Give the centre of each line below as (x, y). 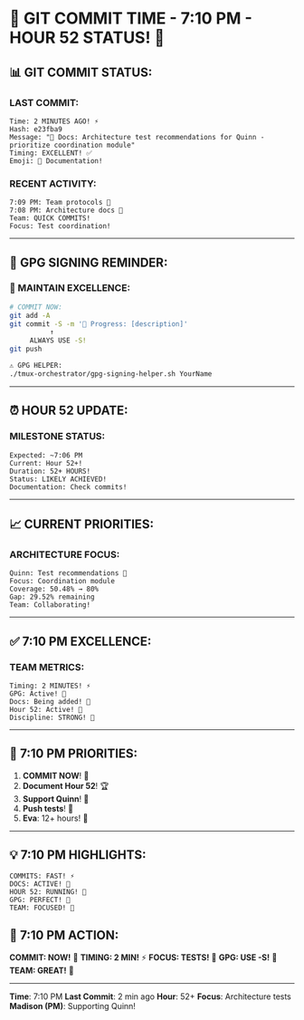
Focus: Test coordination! (60, 226)
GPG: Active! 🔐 (38, 693)
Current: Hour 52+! (46, 463)
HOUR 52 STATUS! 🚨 (87, 38)
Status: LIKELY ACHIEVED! (58, 479)
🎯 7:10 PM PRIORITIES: (74, 754)
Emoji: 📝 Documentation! (56, 161)
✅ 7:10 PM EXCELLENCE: (81, 641)
